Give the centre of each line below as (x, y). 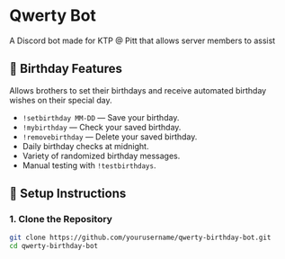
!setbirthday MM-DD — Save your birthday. (101, 117)
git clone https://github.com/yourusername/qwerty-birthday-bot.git (140, 238)
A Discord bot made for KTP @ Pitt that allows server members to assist (142, 40)
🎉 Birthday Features (66, 69)
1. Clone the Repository (61, 219)
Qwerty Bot (53, 16)
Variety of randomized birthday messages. (101, 156)
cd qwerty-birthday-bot (54, 246)
